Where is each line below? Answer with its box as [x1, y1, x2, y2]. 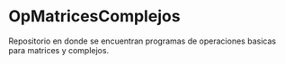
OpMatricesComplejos [8, 6, 181, 27]
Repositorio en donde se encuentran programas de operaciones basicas [8, 36, 276, 46]
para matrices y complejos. [8, 44, 110, 55]
